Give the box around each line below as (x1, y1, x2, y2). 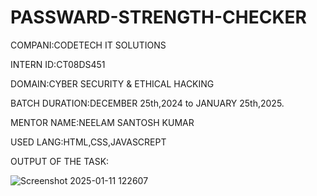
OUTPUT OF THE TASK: (10, 155, 110, 167)
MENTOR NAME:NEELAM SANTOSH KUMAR (10, 116, 195, 128)
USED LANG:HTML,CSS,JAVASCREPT (10, 136, 167, 148)
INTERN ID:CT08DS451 (10, 58, 106, 70)
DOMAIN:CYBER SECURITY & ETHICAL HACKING (10, 77, 215, 90)
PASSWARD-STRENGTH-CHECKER (10, 6, 307, 29)
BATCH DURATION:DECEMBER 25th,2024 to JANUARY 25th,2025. (10, 97, 285, 109)
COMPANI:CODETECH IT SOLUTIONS (10, 39, 167, 51)
